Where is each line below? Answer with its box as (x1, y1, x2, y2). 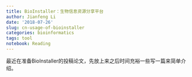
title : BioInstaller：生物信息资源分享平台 (6, 8, 104, 14)
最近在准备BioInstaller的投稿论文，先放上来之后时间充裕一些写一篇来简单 (6, 57, 181, 64)
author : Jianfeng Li (6, 14, 57, 20)
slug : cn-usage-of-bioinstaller (6, 24, 85, 31)
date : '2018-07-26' (6, 19, 54, 25)
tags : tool (6, 35, 33, 41)
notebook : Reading (6, 41, 51, 47)
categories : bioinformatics (6, 30, 75, 36)
